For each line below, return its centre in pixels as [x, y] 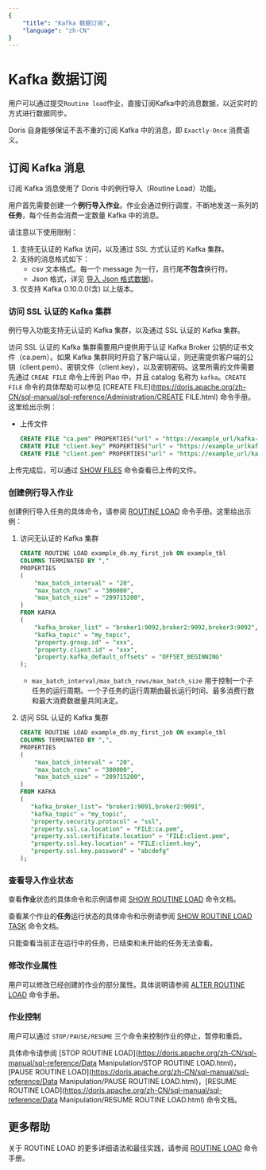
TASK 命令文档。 [36, 926]
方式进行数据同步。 [40, 113]
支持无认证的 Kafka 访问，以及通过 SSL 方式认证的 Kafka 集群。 [124, 249]
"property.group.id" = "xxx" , [84, 642]
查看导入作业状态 [41, 880]
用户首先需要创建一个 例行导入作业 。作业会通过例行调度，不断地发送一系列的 [133, 205]
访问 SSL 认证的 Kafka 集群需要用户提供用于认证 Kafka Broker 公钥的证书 [128, 347]
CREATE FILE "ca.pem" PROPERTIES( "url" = [89, 439]
